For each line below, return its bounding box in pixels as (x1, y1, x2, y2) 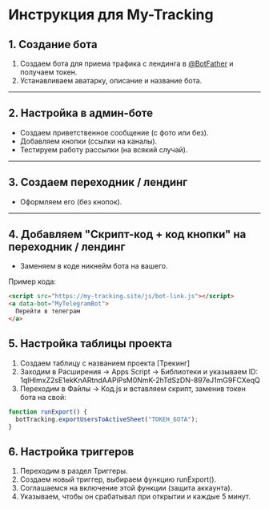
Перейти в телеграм (15, 307, 81, 316)
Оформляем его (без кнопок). (19, 196, 122, 206)
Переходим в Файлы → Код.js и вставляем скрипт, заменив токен (19, 383, 246, 394)
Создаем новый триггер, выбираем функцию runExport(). (19, 475, 217, 484)
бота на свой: (19, 392, 66, 402)
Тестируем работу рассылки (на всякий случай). (19, 144, 188, 154)
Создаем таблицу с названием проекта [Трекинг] (19, 358, 191, 368)
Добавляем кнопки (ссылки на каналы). (19, 136, 158, 146)
